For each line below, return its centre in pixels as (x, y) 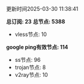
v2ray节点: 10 (31, 75)
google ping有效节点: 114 (37, 47)
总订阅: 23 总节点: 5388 (36, 22)
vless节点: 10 (31, 34)
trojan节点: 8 (30, 67)
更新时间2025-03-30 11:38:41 (42, 9)
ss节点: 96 (27, 60)
